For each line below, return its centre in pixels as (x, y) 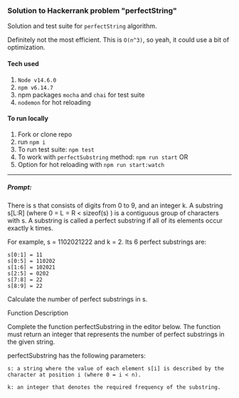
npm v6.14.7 (35, 87)
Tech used (23, 63)
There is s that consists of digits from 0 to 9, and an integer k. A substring (115, 205)
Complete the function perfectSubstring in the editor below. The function (114, 326)
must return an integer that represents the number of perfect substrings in (116, 334)
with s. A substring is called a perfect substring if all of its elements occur (115, 220)
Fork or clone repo (45, 134)
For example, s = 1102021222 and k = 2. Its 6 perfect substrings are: (107, 242)
